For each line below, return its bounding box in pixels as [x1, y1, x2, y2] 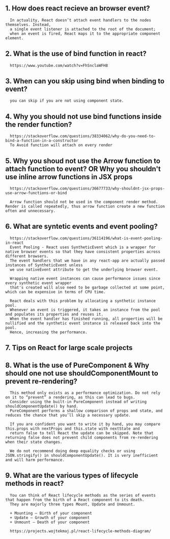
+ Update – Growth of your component [10, 515, 90, 520]
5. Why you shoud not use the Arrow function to [5, 156, 160, 165]
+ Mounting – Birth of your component [10, 510, 93, 515]
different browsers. [5, 253, 49, 259]
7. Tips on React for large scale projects [5, 343, 133, 352]
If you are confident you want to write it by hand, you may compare [10, 421, 160, 427]
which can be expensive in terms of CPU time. [5, 289, 106, 294]
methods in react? [5, 479, 64, 488]
